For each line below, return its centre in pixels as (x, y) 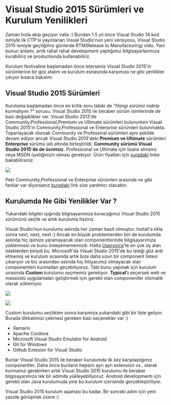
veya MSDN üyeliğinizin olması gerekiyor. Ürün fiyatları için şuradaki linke (82, 154)
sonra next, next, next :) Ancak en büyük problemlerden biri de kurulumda (83, 234)
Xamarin (22, 328)
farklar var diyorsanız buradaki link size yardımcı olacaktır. (67, 185)
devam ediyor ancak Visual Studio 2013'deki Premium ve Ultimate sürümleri (86, 138)
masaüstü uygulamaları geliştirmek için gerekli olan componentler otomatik (84, 278)
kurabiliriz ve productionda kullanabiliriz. (48, 56)
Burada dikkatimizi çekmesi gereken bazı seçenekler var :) (67, 318)
